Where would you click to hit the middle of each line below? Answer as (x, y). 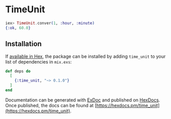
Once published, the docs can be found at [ (51, 105)
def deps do (18, 71)
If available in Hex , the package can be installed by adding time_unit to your (86, 56)
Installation (23, 44)
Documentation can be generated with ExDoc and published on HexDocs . (83, 100)
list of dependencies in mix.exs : (39, 62)
